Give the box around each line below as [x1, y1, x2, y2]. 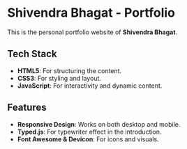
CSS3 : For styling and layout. [17, 74, 102, 82]
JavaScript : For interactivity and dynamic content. [17, 81, 163, 90]
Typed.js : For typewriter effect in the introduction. [17, 127, 162, 136]
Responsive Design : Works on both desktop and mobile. [17, 120, 181, 128]
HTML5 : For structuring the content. [17, 66, 122, 74]
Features [7, 102, 47, 113]
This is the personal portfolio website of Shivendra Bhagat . [7, 28, 178, 36]
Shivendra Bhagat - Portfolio [7, 5, 176, 21]
